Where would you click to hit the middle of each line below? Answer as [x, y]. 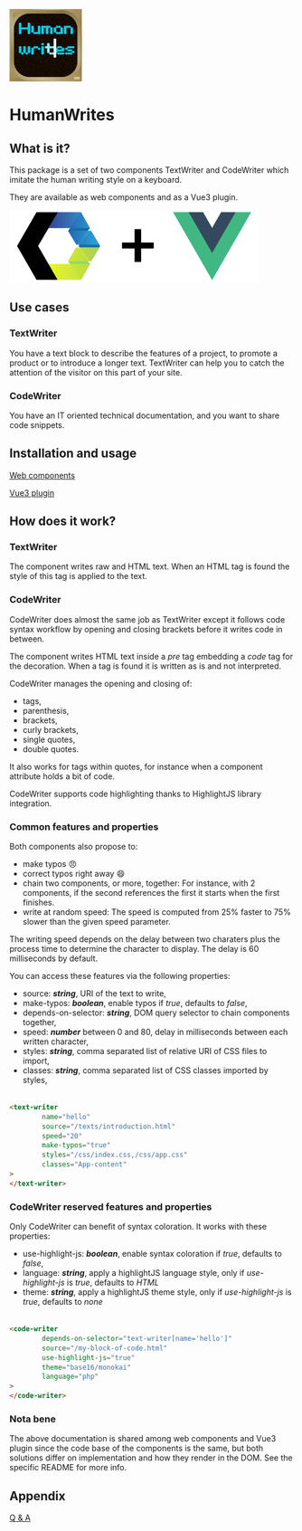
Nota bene [33, 1419]
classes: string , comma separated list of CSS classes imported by [145, 1070]
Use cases [39, 308]
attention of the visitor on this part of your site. [96, 372]
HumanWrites [62, 115]
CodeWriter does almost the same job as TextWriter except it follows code [147, 619]
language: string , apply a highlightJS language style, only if [133, 1273]
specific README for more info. [68, 1468]
